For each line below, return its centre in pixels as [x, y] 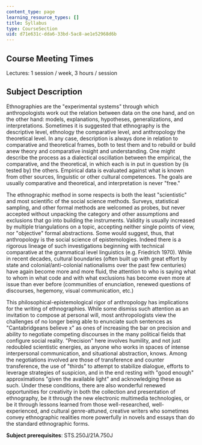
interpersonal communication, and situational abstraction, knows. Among [97, 353]
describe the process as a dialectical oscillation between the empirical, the [99, 158]
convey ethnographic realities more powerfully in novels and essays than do [101, 417]
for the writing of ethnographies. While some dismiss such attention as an [97, 308]
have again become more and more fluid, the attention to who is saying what [101, 271]
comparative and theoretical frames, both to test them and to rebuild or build [101, 144]
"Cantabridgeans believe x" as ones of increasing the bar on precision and [99, 328]
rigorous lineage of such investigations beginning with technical [85, 246]
